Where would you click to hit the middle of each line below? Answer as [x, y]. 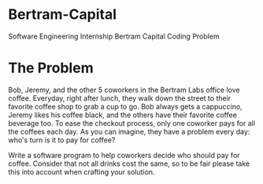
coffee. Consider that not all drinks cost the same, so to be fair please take [129, 164]
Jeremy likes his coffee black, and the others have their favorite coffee [123, 115]
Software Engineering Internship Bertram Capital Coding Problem [114, 36]
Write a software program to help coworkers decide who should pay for [124, 155]
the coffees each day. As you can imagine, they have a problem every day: [129, 131]
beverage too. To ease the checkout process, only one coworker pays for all [132, 123]
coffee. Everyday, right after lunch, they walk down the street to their [120, 98]
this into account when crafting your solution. [81, 171]
